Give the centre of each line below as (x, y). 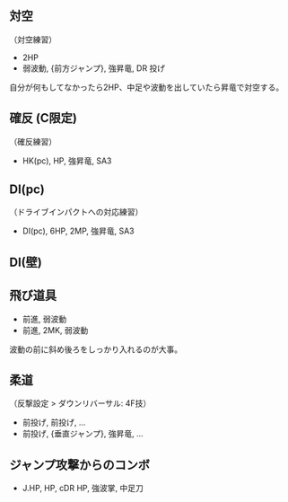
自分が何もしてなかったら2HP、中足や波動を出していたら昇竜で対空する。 (147, 87)
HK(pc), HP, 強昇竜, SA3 (67, 161)
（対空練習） (33, 40)
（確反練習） (33, 141)
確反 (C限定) (44, 118)
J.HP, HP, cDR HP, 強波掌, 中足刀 (83, 489)
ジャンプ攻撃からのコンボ (80, 465)
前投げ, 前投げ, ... (54, 423)
